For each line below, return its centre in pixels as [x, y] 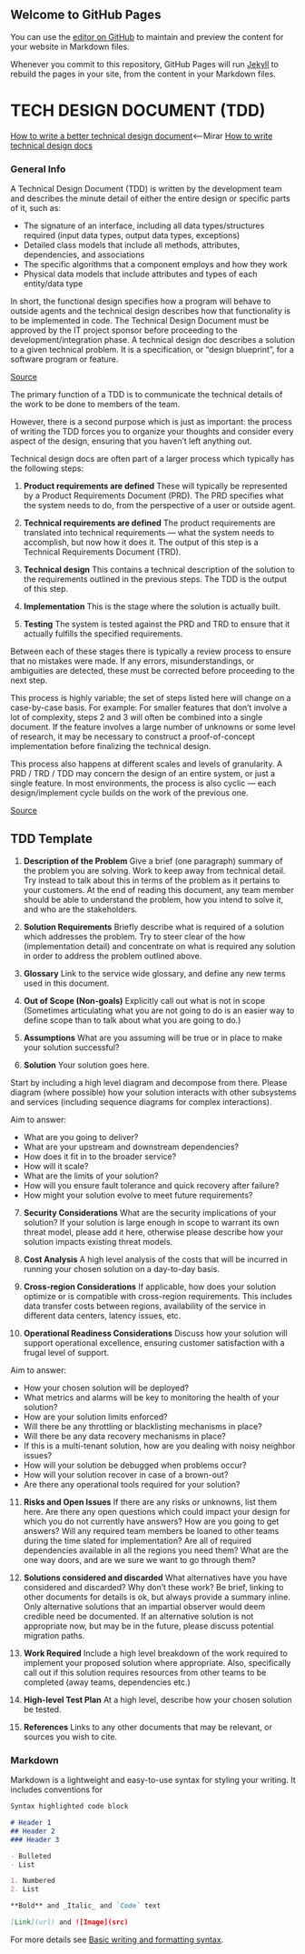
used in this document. [66, 983]
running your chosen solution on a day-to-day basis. [122, 1268]
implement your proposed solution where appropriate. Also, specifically [157, 1662]
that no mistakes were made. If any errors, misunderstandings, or [133, 661]
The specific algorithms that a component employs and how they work [156, 265]
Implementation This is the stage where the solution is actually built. [152, 606]
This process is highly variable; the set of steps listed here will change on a [151, 698]
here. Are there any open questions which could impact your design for [157, 1511]
